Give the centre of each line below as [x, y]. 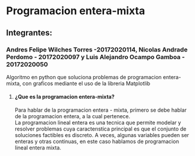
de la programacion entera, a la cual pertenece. [72, 116]
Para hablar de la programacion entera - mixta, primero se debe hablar [101, 110]
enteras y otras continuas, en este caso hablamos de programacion [97, 142]
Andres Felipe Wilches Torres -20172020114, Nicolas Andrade [97, 50]
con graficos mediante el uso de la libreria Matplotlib [87, 83]
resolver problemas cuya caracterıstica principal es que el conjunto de [100, 129]
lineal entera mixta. [38, 148]
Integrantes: [29, 33]
